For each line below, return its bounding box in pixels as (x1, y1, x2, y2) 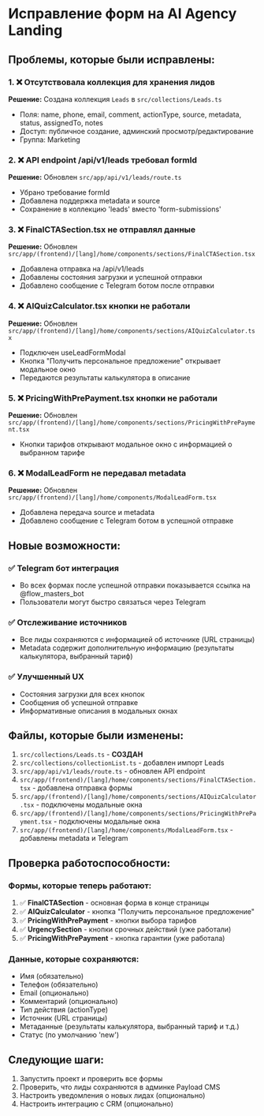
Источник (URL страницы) (19, 1013, 108, 1023)
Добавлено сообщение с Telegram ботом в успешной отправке (19, 516, 234, 525)
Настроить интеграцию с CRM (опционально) (19, 1099, 174, 1109)
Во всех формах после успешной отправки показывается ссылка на (19, 580, 251, 590)
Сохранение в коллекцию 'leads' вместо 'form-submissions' (19, 204, 222, 214)
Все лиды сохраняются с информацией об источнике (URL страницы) (19, 635, 255, 644)
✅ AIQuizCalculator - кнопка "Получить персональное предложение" (19, 907, 255, 916)
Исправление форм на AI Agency (8, 5, 237, 23)
